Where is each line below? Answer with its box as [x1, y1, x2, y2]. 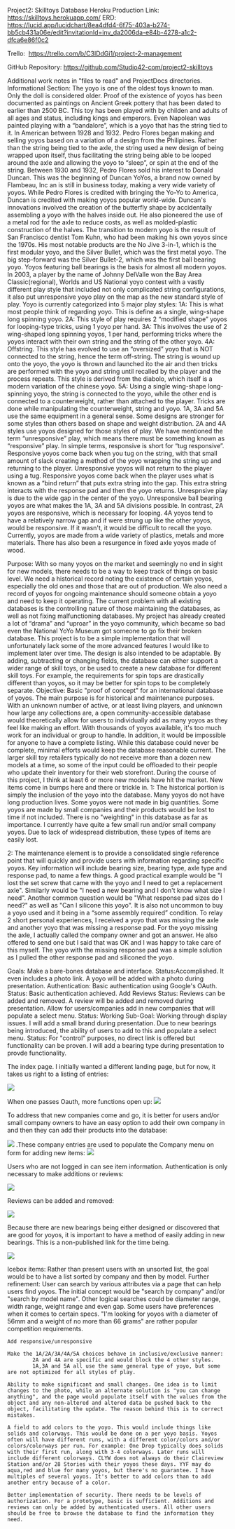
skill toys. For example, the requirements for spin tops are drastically [7, 671, 204, 680]
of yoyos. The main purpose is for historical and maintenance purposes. [7, 694, 215, 702]
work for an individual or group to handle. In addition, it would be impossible [7, 731, 227, 739]
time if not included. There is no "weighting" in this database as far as [7, 813, 208, 821]
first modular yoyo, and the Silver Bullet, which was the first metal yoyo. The [7, 248, 227, 256]
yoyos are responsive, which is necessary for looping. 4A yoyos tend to [7, 508, 213, 517]
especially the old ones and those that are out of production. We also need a [7, 582, 227, 590]
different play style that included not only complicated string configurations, [7, 285, 226, 293]
